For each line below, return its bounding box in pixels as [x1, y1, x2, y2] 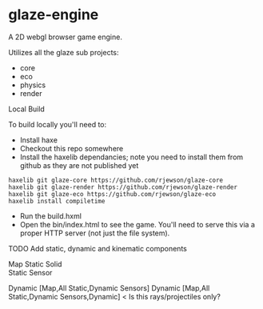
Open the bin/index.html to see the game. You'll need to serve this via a [19, 219, 256, 229]
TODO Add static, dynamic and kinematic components [8, 243, 188, 253]
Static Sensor [8, 267, 53, 277]
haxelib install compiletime [8, 197, 106, 205]
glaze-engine [8, 6, 99, 24]
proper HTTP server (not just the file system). [19, 228, 170, 238]
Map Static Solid [8, 259, 62, 269]
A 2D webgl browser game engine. [8, 32, 122, 42]
